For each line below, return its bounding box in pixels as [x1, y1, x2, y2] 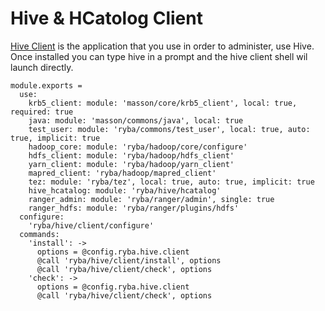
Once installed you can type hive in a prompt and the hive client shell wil [10, 50, 308, 62]
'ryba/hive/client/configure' [28, 220, 155, 231]
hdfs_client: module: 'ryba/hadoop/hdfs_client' [28, 150, 235, 161]
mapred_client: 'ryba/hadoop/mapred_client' [28, 168, 217, 178]
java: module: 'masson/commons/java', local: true [28, 115, 244, 126]
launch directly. [10, 61, 74, 73]
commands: [19, 229, 60, 239]
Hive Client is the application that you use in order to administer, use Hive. [10, 40, 315, 52]
